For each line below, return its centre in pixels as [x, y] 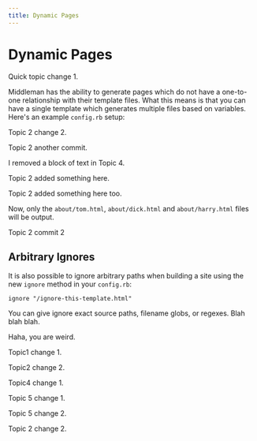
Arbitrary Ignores [52, 257]
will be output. [31, 217]
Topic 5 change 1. [37, 398]
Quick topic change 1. [43, 77]
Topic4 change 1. [36, 383]
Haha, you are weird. [42, 337]
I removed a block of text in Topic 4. [67, 163]
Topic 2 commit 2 [37, 232]
